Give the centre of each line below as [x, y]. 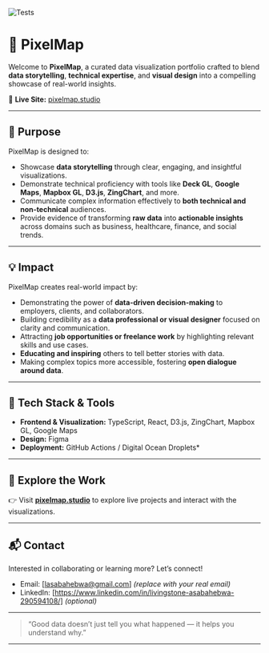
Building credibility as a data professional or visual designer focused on [140, 319]
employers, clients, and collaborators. [82, 310]
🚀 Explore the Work [57, 480]
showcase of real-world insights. [62, 83]
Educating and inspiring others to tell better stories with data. [122, 353]
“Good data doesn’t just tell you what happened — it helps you [131, 624]
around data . [42, 370]
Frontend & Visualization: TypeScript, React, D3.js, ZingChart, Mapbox [137, 422]
